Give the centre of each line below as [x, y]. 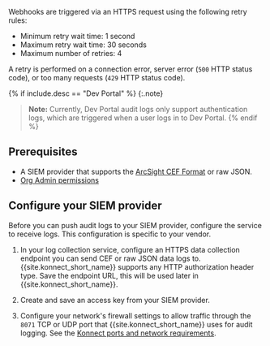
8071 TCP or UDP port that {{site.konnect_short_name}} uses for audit [136, 324]
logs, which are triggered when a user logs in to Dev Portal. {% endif [143, 118]
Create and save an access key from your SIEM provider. [115, 300]
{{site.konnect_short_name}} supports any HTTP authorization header [137, 266]
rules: [18, 20]
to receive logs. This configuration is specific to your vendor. [110, 234]
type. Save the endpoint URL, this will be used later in [109, 275]
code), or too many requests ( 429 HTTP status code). [97, 78]
